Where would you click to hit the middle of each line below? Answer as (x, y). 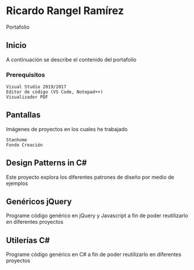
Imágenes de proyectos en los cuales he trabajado (67, 129)
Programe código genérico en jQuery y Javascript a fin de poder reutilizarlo (97, 216)
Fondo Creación (25, 145)
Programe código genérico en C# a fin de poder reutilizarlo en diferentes (94, 254)
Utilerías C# (28, 240)
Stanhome (17, 140)
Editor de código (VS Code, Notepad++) (55, 92)
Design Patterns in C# (46, 163)
